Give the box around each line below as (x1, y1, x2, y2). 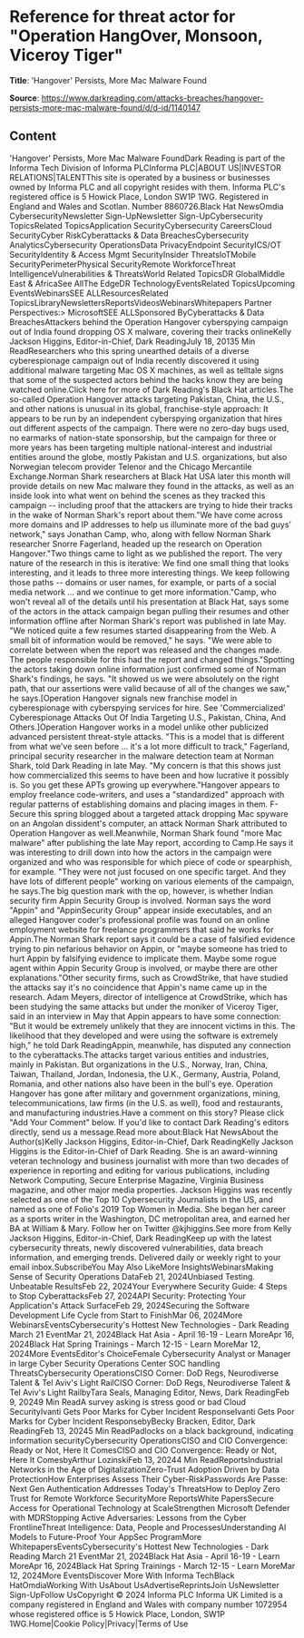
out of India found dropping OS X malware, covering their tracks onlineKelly (9, 326, 292, 337)
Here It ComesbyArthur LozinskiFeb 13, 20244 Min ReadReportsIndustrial (9, 1454, 283, 1465)
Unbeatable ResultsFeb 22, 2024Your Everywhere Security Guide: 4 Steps (9, 1280, 288, 1291)
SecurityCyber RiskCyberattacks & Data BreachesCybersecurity (9, 230, 250, 240)
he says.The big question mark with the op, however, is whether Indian (9, 885, 274, 896)
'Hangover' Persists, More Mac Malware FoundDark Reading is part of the (9, 152, 286, 163)
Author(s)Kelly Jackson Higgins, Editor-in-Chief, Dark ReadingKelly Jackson (9, 1136, 294, 1147)
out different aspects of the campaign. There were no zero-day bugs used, (9, 422, 289, 433)
